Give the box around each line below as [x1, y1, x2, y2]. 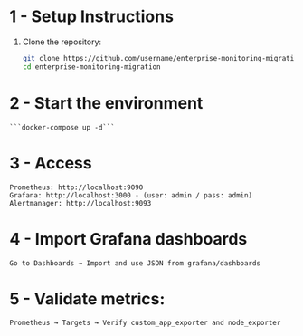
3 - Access [9, 152, 92, 173]
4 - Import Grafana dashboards [9, 228, 248, 249]
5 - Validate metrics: [9, 288, 166, 309]
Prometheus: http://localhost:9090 [9, 183, 144, 192]
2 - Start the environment [9, 92, 204, 113]
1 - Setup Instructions [9, 6, 175, 27]
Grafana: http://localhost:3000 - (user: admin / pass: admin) [9, 190, 253, 200]
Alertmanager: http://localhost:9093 [9, 198, 152, 207]
